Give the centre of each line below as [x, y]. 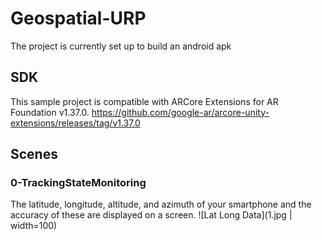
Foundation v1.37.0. [50, 112]
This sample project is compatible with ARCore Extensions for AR [144, 101]
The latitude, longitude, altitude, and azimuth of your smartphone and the [161, 204]
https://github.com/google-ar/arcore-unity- [180, 112]
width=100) [34, 226]
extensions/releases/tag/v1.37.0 [75, 123]
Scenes [34, 154]
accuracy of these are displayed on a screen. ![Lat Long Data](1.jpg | [151, 215]
